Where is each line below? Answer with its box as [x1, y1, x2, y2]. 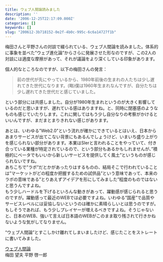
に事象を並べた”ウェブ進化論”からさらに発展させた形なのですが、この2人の [5, 50, 157, 56]
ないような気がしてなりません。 [5, 219, 69, 225]
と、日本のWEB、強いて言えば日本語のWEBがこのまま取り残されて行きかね [5, 213, 156, 219]
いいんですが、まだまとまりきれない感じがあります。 [5, 117, 111, 123]
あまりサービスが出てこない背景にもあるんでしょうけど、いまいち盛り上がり [5, 134, 158, 139]
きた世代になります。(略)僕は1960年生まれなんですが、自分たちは [25, 83, 157, 88]
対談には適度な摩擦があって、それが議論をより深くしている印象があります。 [5, 56, 158, 61]
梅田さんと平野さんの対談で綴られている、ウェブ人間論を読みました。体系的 [5, 44, 159, 49]
